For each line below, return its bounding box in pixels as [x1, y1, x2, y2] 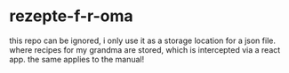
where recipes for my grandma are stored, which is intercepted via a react [9, 44, 281, 55]
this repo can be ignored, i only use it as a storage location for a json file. [9, 35, 276, 46]
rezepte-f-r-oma [9, 6, 133, 26]
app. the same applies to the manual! [9, 54, 145, 64]
